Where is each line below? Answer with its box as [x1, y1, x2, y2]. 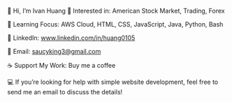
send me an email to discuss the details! [7, 88, 123, 96]
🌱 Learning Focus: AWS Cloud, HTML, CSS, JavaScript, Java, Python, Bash [7, 20, 224, 28]
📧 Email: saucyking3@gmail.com [7, 48, 101, 55]
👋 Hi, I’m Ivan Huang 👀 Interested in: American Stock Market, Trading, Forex [7, 7, 225, 15]
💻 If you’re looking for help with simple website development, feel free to [7, 78, 219, 86]
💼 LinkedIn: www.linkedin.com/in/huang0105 [7, 34, 136, 42]
